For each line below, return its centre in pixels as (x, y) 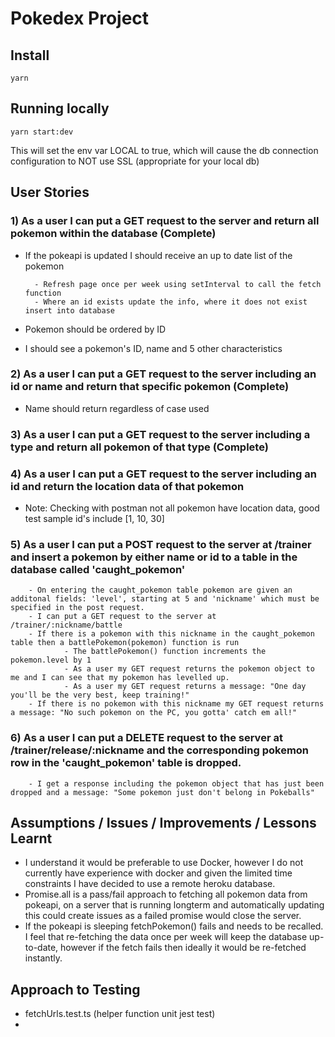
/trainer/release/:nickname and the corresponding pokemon (160, 750)
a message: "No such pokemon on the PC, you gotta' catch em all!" (154, 713)
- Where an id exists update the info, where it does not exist (171, 302)
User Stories (50, 192)
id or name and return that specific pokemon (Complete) (150, 387)
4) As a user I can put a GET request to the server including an (163, 474)
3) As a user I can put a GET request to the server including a (160, 434)
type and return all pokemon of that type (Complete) (139, 447)
